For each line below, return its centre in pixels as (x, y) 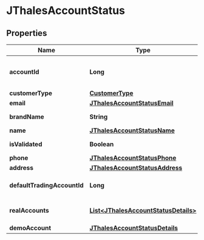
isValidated (26, 144)
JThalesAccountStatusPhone (133, 158)
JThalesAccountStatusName (132, 130)
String (99, 117)
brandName (27, 117)
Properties (27, 33)
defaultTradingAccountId (46, 185)
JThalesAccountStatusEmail (132, 103)
